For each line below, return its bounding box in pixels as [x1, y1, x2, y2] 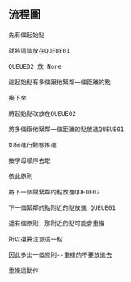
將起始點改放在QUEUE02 [8, 109, 77, 117]
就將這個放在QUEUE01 [8, 47, 70, 55]
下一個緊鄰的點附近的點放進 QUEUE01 [8, 203, 116, 212]
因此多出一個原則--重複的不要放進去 [8, 250, 112, 259]
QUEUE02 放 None [8, 62, 62, 70]
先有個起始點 [8, 31, 45, 39]
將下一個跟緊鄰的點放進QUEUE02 [8, 188, 100, 196]
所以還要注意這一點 [8, 235, 63, 243]
